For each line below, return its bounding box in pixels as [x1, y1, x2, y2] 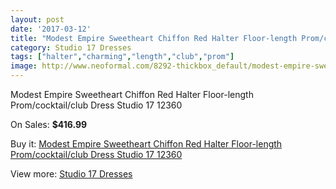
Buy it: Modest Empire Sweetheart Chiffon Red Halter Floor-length [10, 138, 283, 150]
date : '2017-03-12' [10, 24, 92, 34]
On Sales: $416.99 [10, 119, 88, 130]
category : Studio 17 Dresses [10, 42, 132, 53]
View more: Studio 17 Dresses [10, 168, 133, 180]
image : [10, 61, 38, 71]
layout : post [10, 14, 65, 25]
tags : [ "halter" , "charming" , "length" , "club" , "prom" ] [10, 52, 235, 62]
